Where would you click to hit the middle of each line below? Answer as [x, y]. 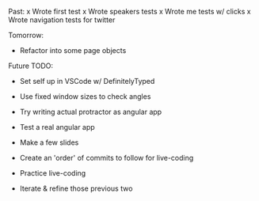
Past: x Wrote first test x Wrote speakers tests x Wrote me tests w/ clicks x [129, 11]
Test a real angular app [57, 127]
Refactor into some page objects [73, 50]
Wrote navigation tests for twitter [62, 20]
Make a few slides [49, 142]
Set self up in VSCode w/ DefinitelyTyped [87, 81]
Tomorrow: [26, 35]
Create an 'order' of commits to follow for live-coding [107, 158]
